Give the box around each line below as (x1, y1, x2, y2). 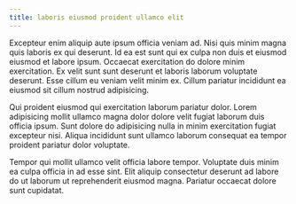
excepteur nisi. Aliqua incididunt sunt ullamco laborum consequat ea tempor (9, 129, 287, 140)
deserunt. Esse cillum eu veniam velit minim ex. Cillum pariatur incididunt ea (9, 75, 286, 85)
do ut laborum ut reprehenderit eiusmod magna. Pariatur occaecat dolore (9, 175, 277, 186)
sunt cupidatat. (9, 184, 65, 195)
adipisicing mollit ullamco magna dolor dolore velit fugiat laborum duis (9, 111, 265, 122)
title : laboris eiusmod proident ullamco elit (9, 12, 184, 22)
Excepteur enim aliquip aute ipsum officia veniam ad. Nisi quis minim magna (9, 37, 286, 48)
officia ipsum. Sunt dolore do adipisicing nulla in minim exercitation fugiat (9, 121, 277, 131)
